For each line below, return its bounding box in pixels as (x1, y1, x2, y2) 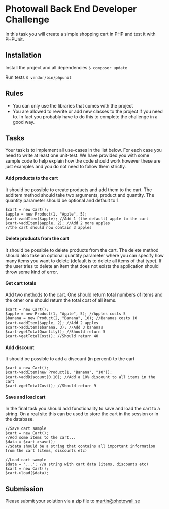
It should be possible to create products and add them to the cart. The (5, 186, 152, 193)
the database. (5, 416, 35, 422)
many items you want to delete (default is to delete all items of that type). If (5, 258, 162, 264)
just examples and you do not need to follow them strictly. (5, 164, 126, 170)
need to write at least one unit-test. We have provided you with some (5, 152, 150, 158)
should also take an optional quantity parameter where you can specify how (5, 252, 164, 258)
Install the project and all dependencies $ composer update (5, 64, 128, 70)
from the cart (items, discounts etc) (5, 448, 87, 453)
